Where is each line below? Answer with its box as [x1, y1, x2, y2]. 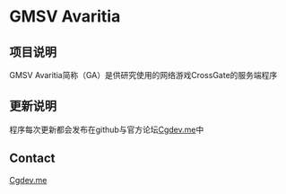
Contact [9, 151, 56, 166]
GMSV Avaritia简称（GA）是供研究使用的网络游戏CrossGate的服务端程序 [9, 70, 278, 80]
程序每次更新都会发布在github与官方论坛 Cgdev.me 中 [9, 124, 204, 135]
